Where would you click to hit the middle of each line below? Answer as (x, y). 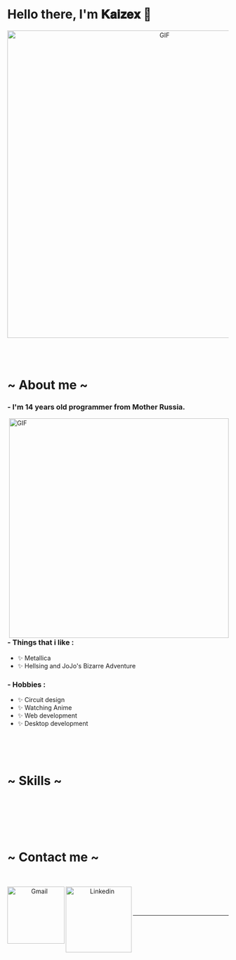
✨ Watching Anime (45, 708)
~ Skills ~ (35, 781)
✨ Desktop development (53, 724)
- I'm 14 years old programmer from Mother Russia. (96, 407)
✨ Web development (47, 715)
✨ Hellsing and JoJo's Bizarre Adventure (77, 666)
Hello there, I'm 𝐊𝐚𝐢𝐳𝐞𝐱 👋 (80, 14)
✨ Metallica (34, 658)
